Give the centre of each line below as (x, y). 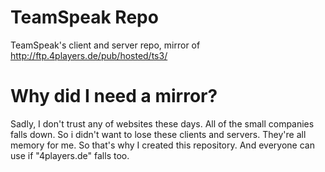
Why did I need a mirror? (114, 96)
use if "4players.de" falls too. (70, 155)
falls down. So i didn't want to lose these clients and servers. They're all (158, 134)
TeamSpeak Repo (84, 17)
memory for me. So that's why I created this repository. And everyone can (162, 145)
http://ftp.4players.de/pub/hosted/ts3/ (89, 55)
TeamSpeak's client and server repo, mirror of (105, 45)
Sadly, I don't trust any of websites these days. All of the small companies (162, 123)
